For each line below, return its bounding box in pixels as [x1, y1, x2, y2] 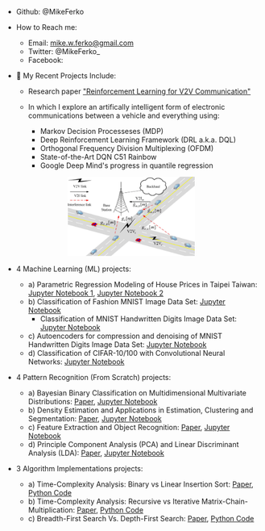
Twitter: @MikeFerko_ [27, 47, 101, 56]
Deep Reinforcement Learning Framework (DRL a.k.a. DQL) [39, 135, 236, 144]
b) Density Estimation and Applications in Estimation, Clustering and [27, 405, 254, 415]
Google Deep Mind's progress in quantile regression [39, 161, 213, 170]
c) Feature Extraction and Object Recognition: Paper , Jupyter [27, 423, 230, 433]
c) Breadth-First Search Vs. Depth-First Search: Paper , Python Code [27, 514, 255, 524]
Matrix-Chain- [201, 496, 248, 507]
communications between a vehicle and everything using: [27, 111, 220, 120]
